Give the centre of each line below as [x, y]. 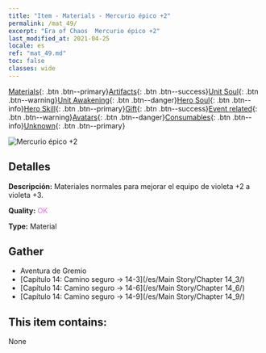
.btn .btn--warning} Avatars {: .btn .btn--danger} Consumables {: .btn [120, 117]
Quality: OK [28, 210]
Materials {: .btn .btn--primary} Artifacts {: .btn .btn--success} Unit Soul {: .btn [134, 91]
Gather [26, 251]
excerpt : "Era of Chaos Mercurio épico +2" [84, 31]
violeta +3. [26, 195]
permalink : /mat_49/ [43, 23]
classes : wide [32, 69]
